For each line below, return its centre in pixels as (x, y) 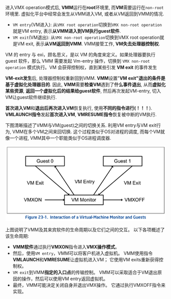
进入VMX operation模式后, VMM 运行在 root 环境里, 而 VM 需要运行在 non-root (84, 7)
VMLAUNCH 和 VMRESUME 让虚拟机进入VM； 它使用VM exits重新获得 (86, 260)
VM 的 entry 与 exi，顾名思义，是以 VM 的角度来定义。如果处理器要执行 (80, 55)
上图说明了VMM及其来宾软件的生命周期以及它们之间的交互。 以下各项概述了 (85, 230)
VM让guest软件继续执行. (31, 97)
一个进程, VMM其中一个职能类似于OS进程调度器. (60, 138)
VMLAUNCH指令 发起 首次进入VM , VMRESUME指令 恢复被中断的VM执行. (81, 114)
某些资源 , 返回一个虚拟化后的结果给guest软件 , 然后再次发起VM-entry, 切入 (83, 91)
